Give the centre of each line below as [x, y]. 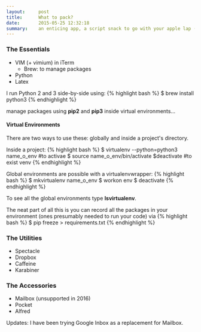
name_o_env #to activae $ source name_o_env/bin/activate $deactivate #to [99, 156]
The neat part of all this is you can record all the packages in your [87, 209]
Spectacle [27, 251]
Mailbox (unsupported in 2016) [53, 299]
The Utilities [24, 238]
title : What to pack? [40, 17]
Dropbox [26, 257]
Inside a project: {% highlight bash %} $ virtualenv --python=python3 [92, 150]
